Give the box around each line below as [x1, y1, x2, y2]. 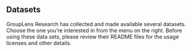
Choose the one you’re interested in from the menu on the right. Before [6, 27, 182, 34]
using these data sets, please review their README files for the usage [6, 33, 179, 40]
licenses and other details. [6, 39, 72, 46]
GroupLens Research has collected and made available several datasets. [6, 20, 187, 27]
